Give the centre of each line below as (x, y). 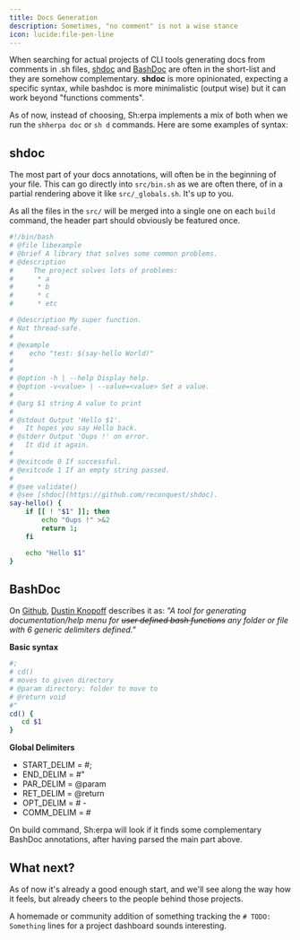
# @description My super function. (76, 320)
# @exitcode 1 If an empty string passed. (90, 470)
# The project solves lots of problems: (94, 270)
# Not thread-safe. (46, 328)
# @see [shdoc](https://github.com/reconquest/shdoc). (114, 495)
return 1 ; (60, 528)
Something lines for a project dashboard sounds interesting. (118, 926)
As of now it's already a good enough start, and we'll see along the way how (150, 889)
